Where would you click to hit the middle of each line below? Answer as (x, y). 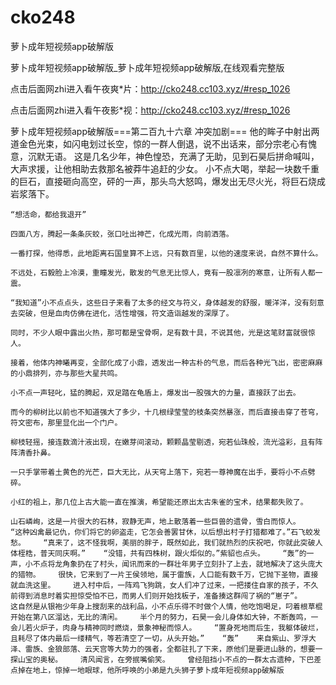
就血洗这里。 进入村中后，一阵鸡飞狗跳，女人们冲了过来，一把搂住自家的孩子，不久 (164, 585)
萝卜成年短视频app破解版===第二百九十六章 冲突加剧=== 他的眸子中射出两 (165, 131)
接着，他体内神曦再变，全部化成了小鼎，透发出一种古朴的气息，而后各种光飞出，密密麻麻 (166, 362)
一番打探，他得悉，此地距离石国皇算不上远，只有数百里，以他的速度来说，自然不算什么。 (166, 253)
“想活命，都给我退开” (48, 214)
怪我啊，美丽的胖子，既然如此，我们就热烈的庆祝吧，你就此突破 (203, 542)
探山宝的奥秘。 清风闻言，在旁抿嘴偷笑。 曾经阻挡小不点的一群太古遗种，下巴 (162, 659)
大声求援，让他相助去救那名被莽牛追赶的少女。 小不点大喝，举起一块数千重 (165, 168)
